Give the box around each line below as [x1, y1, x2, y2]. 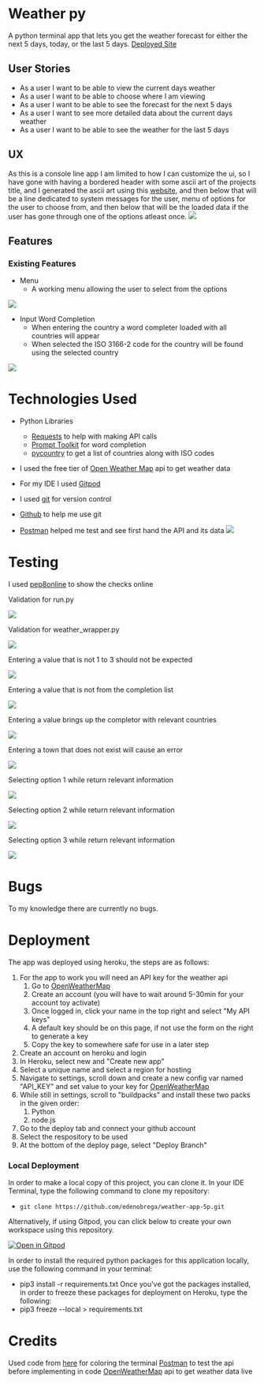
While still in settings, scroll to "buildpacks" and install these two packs [19, 1090, 251, 1099]
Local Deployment [8, 1160, 80, 1171]
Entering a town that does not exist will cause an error [8, 745, 184, 755]
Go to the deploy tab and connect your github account [19, 1124, 196, 1132]
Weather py [8, 5, 87, 23]
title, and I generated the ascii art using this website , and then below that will [8, 185, 257, 195]
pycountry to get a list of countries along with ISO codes [31, 449, 215, 458]
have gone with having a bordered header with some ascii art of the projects [8, 177, 256, 186]
